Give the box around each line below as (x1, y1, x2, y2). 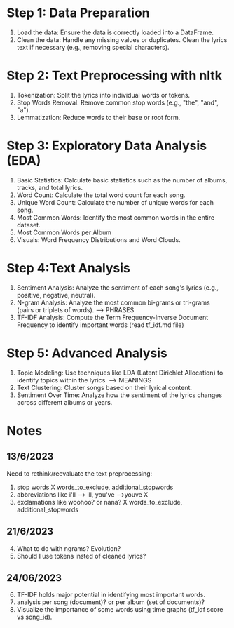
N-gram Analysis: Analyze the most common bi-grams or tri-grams (16, 298, 211, 307)
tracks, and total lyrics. (16, 183, 83, 192)
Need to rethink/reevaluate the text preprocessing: (6, 469, 153, 478)
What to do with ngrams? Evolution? (16, 544, 121, 552)
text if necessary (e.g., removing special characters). (16, 43, 170, 51)
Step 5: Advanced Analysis (6, 345, 167, 361)
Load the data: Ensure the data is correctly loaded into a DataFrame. (16, 28, 214, 36)
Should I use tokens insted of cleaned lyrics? (16, 552, 146, 560)
